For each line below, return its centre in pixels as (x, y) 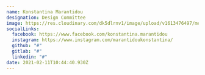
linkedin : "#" (30, 57)
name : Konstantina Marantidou (45, 12)
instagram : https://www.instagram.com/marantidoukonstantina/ (92, 40)
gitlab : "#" (27, 51)
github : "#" (27, 46)
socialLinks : (23, 29)
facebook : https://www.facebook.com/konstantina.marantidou (90, 34)
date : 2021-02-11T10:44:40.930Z (47, 62)
